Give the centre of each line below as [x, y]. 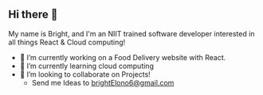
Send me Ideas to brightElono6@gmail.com [103, 82]
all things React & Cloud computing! [67, 42]
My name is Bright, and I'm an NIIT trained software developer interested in [131, 33]
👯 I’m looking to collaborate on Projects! [85, 74]
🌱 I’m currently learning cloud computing [86, 66]
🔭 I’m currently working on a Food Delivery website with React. [123, 57]
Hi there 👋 [33, 15]
